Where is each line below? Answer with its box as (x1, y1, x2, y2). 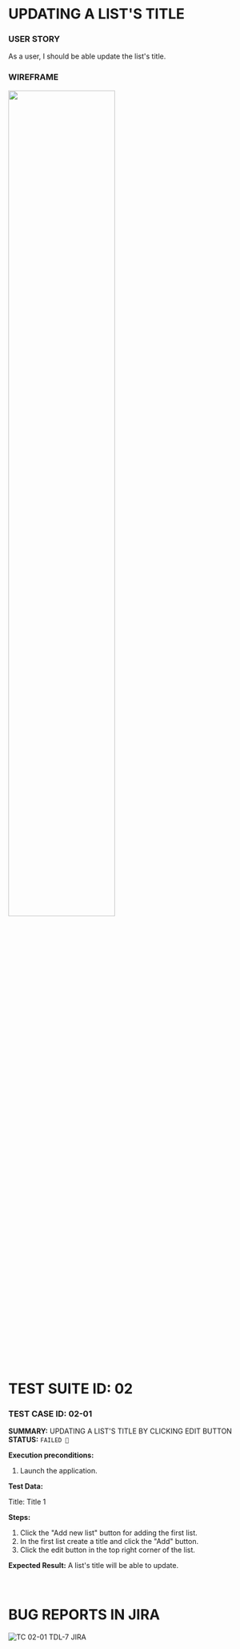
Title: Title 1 (8, 1497, 46, 1507)
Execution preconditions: (8, 1450, 94, 1460)
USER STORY (8, 34, 61, 45)
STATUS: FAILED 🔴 (8, 1435, 70, 1445)
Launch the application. (19, 1466, 98, 1476)
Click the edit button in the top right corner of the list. (19, 1545, 196, 1555)
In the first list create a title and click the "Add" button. (19, 1537, 198, 1546)
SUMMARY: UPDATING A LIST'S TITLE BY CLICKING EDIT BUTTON (8, 1426, 232, 1436)
